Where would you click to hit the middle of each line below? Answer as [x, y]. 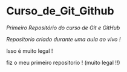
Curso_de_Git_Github [60, 11]
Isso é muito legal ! [30, 51]
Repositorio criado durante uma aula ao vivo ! [63, 39]
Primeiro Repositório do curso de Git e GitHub [63, 28]
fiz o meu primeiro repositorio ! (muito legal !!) [63, 62]
